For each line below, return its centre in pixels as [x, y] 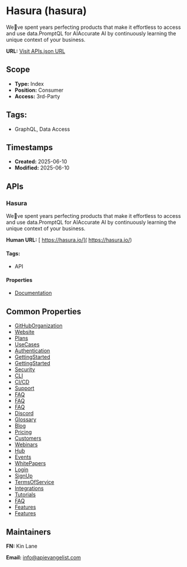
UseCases [27, 344]
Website [25, 332]
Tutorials [25, 495]
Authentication [32, 351]
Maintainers [29, 532]
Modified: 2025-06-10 [42, 168]
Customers [28, 438]
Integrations [29, 488]
